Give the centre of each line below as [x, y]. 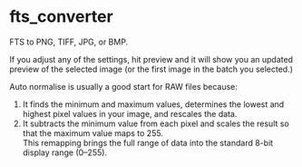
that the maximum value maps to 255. [93, 133]
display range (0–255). [64, 152]
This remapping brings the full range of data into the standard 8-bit [148, 142]
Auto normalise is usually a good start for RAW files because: [124, 86]
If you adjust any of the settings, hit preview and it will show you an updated [151, 59]
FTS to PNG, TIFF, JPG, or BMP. [69, 42]
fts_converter [61, 17]
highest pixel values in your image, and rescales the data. [130, 113]
